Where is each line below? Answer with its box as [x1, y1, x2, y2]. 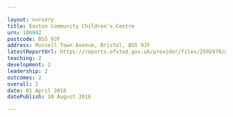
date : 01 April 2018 [7, 87, 67, 94]
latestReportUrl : [7, 48, 58, 55]
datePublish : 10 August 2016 [7, 93, 92, 100]
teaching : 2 [7, 55, 42, 62]
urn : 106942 [7, 29, 42, 36]
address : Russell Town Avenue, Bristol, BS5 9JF [7, 42, 150, 49]
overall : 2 [7, 80, 39, 87]
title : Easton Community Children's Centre [7, 22, 135, 30]
